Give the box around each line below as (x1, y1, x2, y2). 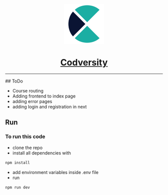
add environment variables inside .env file (12, 169, 99, 175)
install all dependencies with (12, 149, 71, 156)
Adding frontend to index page (12, 93, 76, 99)
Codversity (60, 57, 108, 68)
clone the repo (12, 144, 43, 150)
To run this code (5, 133, 45, 140)
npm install (5, 160, 30, 165)
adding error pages (12, 98, 52, 104)
